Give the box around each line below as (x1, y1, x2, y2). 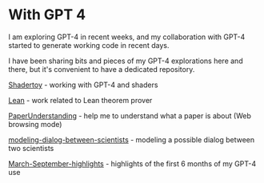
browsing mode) (8, 119, 62, 129)
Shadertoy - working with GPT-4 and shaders (8, 80, 158, 90)
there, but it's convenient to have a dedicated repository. (8, 64, 195, 74)
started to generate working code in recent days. (8, 40, 170, 50)
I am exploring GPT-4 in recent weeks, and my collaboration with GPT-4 (8, 32, 246, 42)
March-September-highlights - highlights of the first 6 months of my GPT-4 (8, 158, 257, 169)
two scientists (8, 143, 54, 153)
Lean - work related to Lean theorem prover (8, 95, 153, 105)
